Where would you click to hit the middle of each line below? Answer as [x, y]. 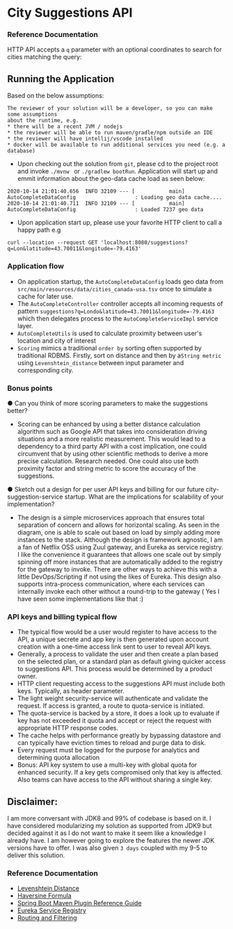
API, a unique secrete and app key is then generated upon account [113, 639]
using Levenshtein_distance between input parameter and [101, 362]
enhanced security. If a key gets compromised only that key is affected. [120, 773]
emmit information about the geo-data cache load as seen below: [111, 179]
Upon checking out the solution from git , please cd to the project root [118, 164]
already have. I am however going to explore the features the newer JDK [111, 840]
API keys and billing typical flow [62, 617]
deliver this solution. [36, 855]
